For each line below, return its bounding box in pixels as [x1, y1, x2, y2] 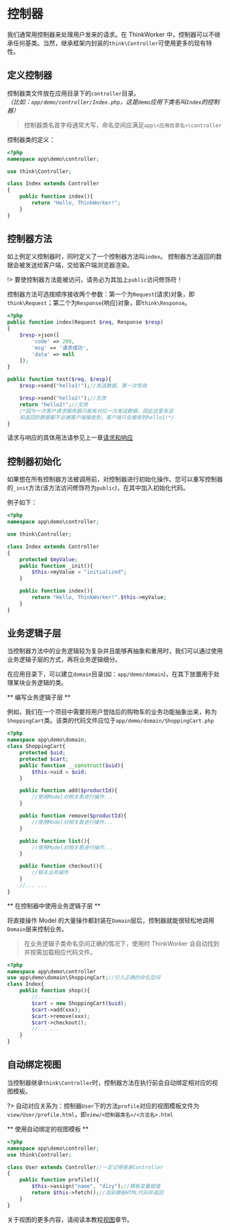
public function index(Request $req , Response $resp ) [7, 319, 164, 326]
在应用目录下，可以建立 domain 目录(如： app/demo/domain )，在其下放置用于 [7, 670, 214, 679]
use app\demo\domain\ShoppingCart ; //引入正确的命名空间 [7, 975, 161, 981]
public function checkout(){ [19, 863, 103, 869]
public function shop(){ [19, 987, 90, 994]
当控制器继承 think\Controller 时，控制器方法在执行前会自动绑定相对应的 [7, 1078, 212, 1086]
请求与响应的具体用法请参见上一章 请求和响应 [7, 433, 133, 442]
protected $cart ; [19, 755, 69, 762]
